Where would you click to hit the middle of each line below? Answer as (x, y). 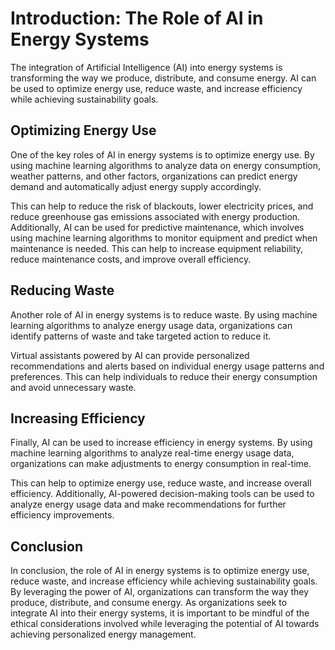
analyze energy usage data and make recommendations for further (148, 504)
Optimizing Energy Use (83, 130)
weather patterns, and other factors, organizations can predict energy (154, 176)
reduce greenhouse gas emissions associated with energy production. (155, 216)
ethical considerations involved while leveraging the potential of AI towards (165, 624)
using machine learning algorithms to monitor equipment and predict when (164, 238)
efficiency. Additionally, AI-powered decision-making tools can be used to (162, 494)
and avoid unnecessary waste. (73, 387)
